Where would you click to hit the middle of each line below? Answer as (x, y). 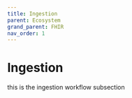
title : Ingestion (32, 14)
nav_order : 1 (26, 33)
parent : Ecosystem (34, 20)
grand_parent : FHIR (36, 27)
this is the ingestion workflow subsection (66, 87)
